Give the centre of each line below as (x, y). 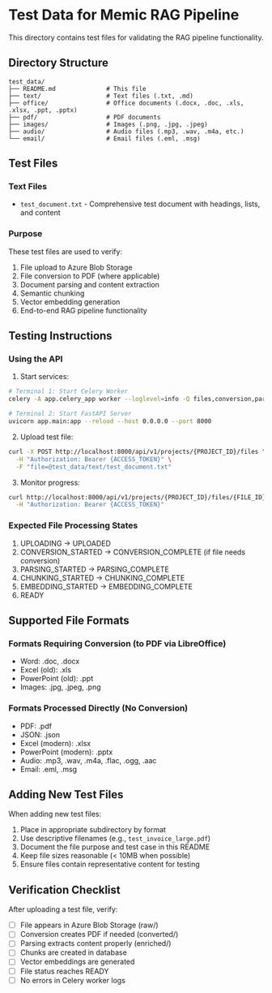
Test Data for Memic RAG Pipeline (124, 15)
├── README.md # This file (78, 89)
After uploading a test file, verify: (63, 909)
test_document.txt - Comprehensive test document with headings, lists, (140, 204)
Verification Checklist (65, 889)
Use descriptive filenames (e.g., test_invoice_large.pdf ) (115, 839)
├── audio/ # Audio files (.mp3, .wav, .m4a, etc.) (126, 132)
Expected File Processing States (73, 525)
